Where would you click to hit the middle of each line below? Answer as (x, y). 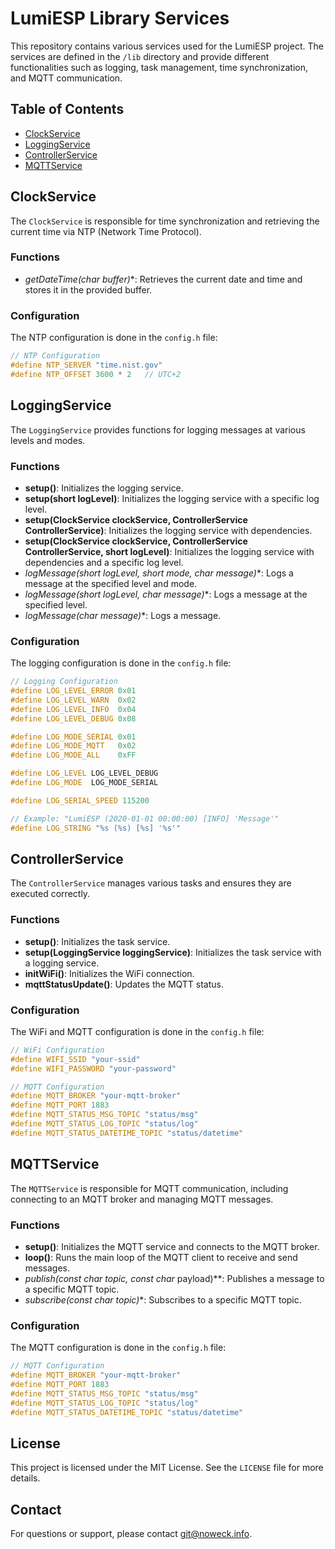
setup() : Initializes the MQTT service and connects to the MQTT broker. (172, 1246)
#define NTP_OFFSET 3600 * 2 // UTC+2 (96, 374)
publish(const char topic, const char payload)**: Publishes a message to (174, 1278)
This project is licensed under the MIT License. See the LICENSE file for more (167, 1468)
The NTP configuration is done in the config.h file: (114, 338)
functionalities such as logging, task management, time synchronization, (159, 67)
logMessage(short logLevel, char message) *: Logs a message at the (166, 594)
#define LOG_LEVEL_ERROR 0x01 (73, 691)
